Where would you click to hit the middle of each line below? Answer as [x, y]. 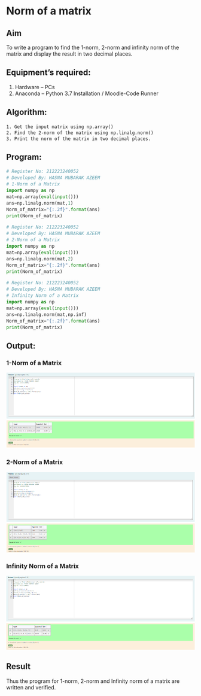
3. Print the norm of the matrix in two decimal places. [79, 139]
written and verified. [31, 687]
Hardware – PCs [35, 87]
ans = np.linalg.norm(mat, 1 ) [40, 203]
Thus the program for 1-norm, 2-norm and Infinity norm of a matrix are [93, 681]
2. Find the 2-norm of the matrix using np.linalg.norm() [80, 133]
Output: [21, 346]
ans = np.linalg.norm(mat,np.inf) [46, 314]
